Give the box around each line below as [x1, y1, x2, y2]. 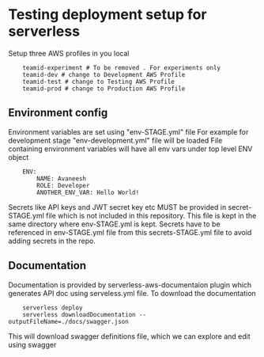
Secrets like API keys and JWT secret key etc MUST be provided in [8, 202, 227, 211]
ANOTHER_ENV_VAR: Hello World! [36, 188, 140, 196]
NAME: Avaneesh [36, 174, 87, 183]
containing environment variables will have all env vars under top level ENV [8, 144, 253, 154]
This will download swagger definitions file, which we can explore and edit [8, 331, 251, 341]
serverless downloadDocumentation [22, 310, 136, 318]
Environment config [8, 106, 108, 120]
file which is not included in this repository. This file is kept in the [46, 211, 257, 220]
